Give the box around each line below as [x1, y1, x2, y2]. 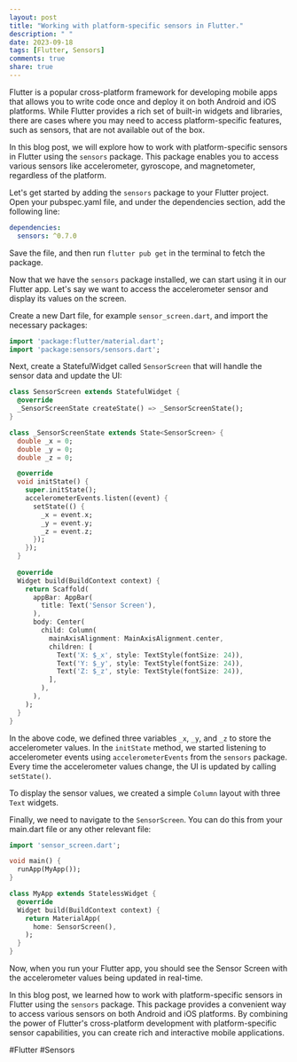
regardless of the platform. [9, 169, 107, 180]
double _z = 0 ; [17, 453, 74, 462]
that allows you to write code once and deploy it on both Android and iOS [9, 96, 277, 106]
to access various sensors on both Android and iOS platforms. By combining [9, 1009, 288, 1019]
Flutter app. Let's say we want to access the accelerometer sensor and [9, 283, 269, 294]
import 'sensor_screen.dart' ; [9, 840, 121, 850]
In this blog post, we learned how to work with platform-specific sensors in [9, 990, 283, 1000]
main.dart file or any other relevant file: [9, 823, 152, 834]
